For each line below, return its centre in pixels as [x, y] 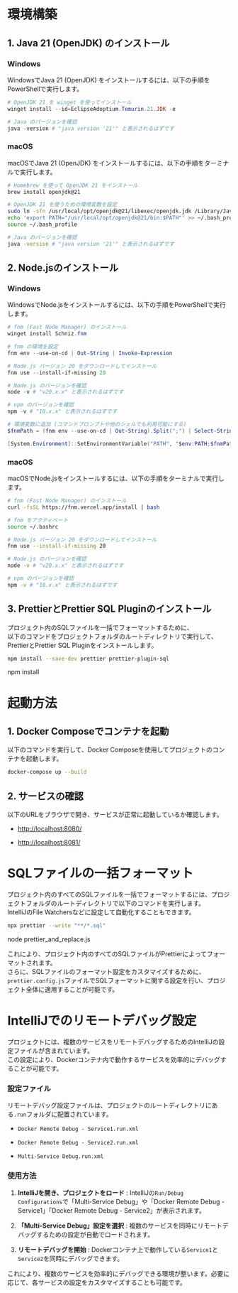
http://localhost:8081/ [49, 843]
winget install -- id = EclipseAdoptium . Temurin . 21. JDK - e [91, 109]
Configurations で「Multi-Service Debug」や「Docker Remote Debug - [121, 1201]
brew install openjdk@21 [44, 192]
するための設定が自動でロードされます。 [95, 1234]
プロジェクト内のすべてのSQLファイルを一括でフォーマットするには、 [109, 894]
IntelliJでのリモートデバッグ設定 [102, 1021]
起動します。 [44, 759]
